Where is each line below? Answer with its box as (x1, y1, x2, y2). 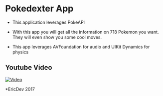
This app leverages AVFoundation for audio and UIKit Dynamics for (12, 44, 150, 49)
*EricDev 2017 (5, 86, 35, 92)
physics (12, 49, 29, 55)
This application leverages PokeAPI (12, 19, 85, 25)
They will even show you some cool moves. (12, 34, 102, 40)
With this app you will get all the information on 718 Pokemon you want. (12, 29, 159, 35)
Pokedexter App (5, 3, 74, 14)
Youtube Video (5, 63, 52, 72)
